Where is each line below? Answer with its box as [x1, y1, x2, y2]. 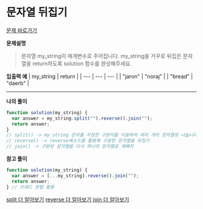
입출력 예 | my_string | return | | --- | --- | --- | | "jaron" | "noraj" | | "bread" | [6, 72, 193, 80]
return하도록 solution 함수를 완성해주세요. [32, 60, 132, 67]
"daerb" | [6, 79, 29, 86]
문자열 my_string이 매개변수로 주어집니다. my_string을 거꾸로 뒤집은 [21, 52, 182, 59]
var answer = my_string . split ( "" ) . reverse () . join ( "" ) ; [11, 115, 153, 121]
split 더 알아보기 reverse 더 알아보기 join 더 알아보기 [6, 196, 129, 203]
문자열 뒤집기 [6, 5, 68, 19]
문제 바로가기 [6, 27, 37, 34]
